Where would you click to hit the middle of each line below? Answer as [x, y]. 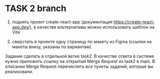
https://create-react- [134, 22]
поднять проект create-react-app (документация [62, 22]
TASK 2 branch [36, 8]
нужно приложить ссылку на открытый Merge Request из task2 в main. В [80, 61]
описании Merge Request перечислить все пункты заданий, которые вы [79, 66]
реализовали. [19, 71]
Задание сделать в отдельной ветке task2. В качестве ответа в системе [80, 56]
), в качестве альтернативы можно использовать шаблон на [92, 27]
